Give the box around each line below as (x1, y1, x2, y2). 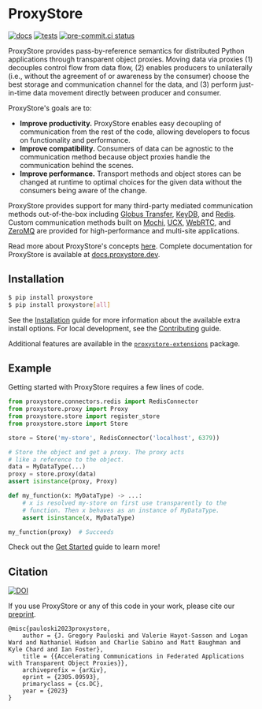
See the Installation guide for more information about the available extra (8, 315, 241, 324)
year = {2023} (22, 687, 68, 695)
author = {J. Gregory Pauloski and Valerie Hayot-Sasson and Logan (22, 632, 248, 640)
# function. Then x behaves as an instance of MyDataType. (22, 506, 220, 514)
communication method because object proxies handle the (19, 151, 211, 162)
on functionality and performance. (19, 135, 131, 144)
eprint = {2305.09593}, (22, 674, 101, 681)
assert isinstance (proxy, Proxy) (8, 478, 118, 486)
